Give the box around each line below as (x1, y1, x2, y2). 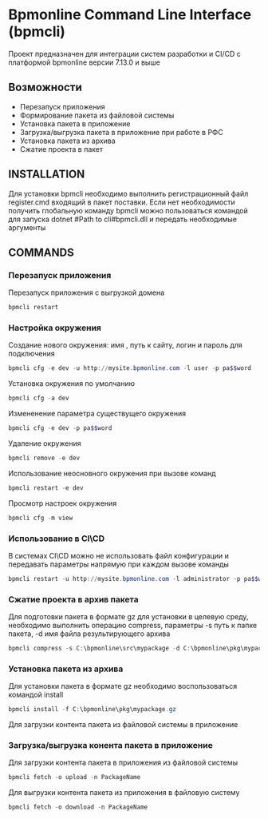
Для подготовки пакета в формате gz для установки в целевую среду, (8, 612, 249, 622)
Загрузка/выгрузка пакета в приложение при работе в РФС (19, 127, 223, 137)
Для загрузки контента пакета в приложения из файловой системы (8, 757, 238, 768)
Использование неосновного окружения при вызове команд (8, 468, 217, 478)
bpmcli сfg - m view (8, 514, 73, 522)
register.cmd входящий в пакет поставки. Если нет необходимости (8, 197, 235, 207)
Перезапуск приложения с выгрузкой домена (8, 288, 165, 297)
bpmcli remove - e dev (8, 454, 81, 463)
